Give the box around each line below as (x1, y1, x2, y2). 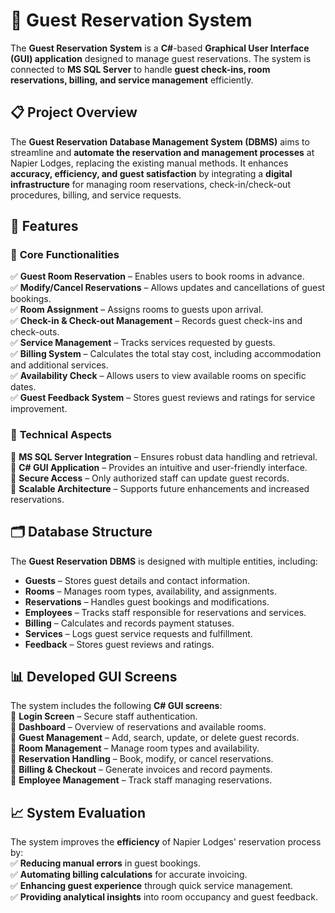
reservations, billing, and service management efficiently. (10, 74, 254, 86)
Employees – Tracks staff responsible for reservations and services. (24, 606, 307, 618)
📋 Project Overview (10, 104, 138, 121)
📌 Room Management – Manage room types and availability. (10, 742, 260, 754)
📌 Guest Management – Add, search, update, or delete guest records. (10, 732, 300, 744)
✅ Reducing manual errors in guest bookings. (10, 857, 202, 869)
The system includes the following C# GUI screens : (10, 700, 223, 712)
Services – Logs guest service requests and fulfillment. (24, 627, 253, 639)
